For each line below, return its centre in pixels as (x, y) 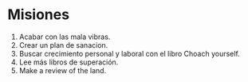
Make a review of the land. (63, 70)
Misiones (38, 15)
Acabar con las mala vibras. (65, 37)
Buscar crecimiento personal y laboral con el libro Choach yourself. (129, 53)
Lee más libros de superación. (69, 62)
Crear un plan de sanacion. (63, 45)
